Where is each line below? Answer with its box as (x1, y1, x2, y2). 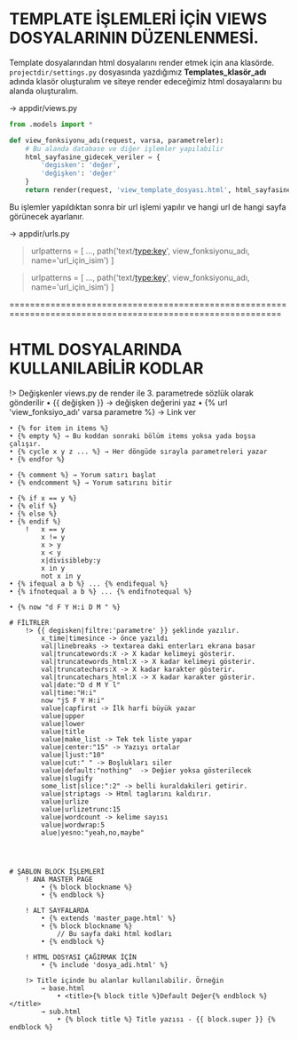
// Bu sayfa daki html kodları (56, 929, 173, 938)
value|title (41, 727, 86, 736)
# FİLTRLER (9, 618, 50, 627)
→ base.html (41, 983, 86, 993)
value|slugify (41, 773, 93, 782)
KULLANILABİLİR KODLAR (9, 358, 204, 379)
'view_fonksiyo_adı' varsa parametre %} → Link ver (9, 406, 197, 417)
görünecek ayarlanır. (9, 211, 84, 221)
